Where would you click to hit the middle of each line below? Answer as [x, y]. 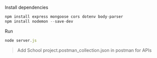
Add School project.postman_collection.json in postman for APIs [84, 50]
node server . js [21, 40]
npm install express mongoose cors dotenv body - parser [64, 17]
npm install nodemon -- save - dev [39, 21]
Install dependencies [27, 7]
